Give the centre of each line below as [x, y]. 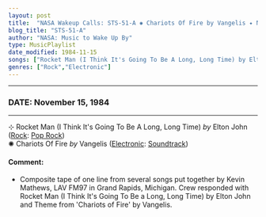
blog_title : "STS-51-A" [47, 30]
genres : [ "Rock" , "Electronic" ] [60, 67]
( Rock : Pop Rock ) [36, 135]
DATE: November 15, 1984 [59, 102]
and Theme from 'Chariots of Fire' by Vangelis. [96, 205]
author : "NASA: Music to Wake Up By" [70, 38]
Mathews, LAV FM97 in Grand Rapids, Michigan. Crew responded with [134, 188]
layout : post [30, 15]
